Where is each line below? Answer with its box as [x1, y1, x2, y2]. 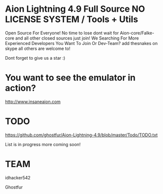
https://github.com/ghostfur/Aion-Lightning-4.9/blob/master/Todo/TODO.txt [5, 132, 158, 138]
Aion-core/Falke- [120, 30, 155, 36]
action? [5, 83, 36, 94]
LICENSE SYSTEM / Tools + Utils [5, 14, 138, 25]
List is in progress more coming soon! [5, 141, 81, 147]
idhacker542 [5, 174, 31, 180]
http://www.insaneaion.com [5, 99, 61, 105]
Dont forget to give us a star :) [5, 55, 65, 61]
